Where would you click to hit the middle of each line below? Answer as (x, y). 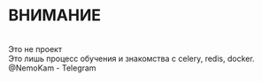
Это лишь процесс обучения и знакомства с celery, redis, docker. (131, 58)
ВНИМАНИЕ (55, 15)
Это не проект (35, 48)
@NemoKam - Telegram (52, 68)
